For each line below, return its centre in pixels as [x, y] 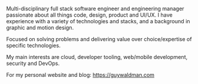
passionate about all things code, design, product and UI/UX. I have [89, 15]
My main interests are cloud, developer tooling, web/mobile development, [97, 57]
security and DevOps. [33, 63]
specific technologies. [33, 45]
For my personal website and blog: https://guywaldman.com [80, 75]
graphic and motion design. [40, 27]
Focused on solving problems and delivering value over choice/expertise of [99, 39]
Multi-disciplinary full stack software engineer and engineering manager [95, 9]
